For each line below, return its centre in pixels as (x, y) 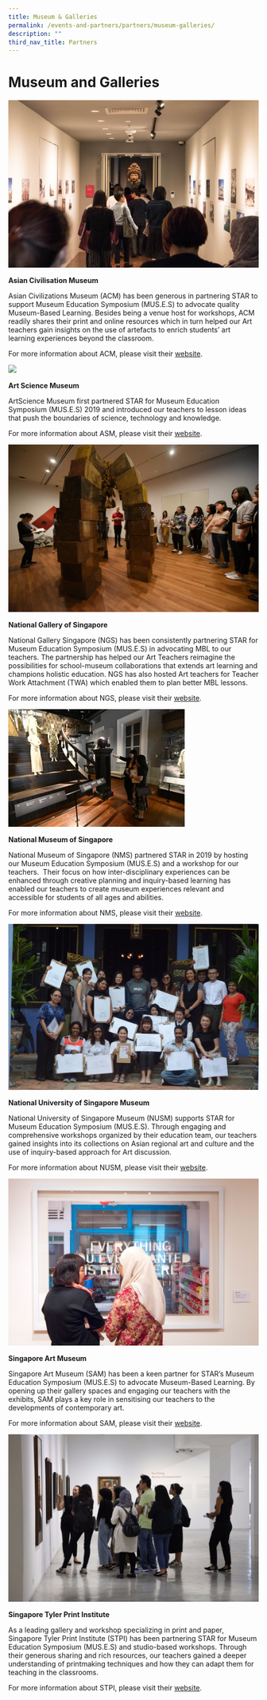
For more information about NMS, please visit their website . (106, 912)
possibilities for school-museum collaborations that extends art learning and (133, 665)
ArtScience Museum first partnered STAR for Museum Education (114, 401)
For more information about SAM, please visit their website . (105, 1423)
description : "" (35, 33)
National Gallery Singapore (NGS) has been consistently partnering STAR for (133, 640)
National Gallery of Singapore (58, 624)
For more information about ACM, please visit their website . (105, 353)
